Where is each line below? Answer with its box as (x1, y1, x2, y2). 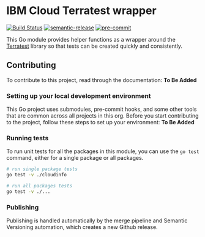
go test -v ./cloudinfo (6, 172, 67, 178)
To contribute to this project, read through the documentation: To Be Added (6, 76, 197, 83)
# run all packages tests (6, 183, 72, 189)
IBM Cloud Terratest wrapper (6, 4, 157, 18)
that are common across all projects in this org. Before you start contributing (6, 112, 199, 119)
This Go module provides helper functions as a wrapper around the (6, 36, 176, 43)
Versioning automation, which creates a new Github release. (6, 224, 158, 231)
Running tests (6, 134, 49, 142)
